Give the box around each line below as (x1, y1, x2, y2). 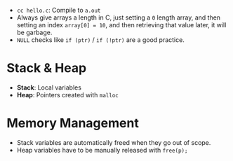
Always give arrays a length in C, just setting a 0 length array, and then (16, 13, 221, 22)
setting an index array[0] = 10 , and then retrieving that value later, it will (16, 21, 227, 29)
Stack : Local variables (16, 83, 82, 92)
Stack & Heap (6, 60, 87, 76)
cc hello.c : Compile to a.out (16, 6, 101, 14)
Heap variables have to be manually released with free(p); (16, 146, 188, 154)
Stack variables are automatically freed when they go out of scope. (16, 138, 211, 146)
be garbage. (16, 28, 53, 36)
